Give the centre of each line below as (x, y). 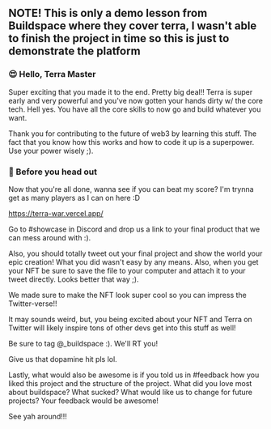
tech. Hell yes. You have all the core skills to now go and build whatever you (135, 109)
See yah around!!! (38, 416)
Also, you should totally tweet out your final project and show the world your (135, 253)
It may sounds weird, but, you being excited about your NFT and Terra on (130, 319)
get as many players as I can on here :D (74, 198)
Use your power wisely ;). (51, 151)
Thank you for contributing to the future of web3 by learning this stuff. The (133, 134)
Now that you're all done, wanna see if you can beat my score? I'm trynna (131, 189)
